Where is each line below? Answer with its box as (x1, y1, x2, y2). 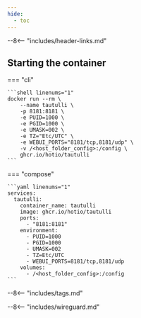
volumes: (20, 264, 46, 271)
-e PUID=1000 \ (20, 114, 65, 121)
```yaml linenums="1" (7, 183, 71, 191)
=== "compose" (7, 170, 54, 178)
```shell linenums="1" (7, 89, 74, 96)
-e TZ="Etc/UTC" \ (20, 132, 74, 140)
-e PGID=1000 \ (20, 120, 65, 127)
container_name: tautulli (20, 203, 97, 210)
